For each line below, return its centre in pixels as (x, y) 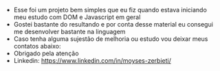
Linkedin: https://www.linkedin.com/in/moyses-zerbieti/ (92, 60)
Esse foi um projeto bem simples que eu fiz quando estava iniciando (110, 10)
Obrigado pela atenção (46, 53)
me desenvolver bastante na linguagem (69, 31)
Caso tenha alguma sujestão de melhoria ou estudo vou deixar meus (111, 39)
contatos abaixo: (37, 46)
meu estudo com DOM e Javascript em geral (77, 17)
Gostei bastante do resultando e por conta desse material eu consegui (113, 24)
